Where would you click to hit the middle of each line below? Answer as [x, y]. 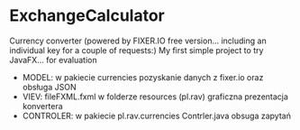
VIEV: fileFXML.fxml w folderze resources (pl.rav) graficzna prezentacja [155, 97]
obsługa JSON [49, 87]
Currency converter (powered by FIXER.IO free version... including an [138, 41]
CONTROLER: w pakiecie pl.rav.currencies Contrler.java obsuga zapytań [156, 116]
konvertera [42, 106]
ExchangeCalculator [87, 16]
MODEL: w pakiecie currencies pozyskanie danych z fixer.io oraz [143, 77]
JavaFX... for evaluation [53, 60]
